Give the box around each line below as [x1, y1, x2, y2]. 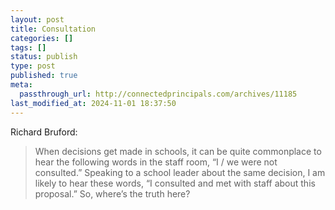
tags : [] [10, 42, 47, 53]
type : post [10, 61, 56, 71]
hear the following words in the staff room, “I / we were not [34, 156, 278, 168]
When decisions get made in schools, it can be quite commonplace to [34, 145, 322, 157]
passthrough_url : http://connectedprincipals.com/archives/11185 [19, 89, 298, 99]
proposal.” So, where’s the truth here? [34, 187, 191, 200]
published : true [10, 71, 78, 81]
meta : [10, 80, 33, 90]
